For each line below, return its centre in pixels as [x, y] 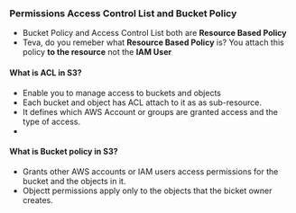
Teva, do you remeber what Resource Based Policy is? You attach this [153, 42]
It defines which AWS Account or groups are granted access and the [150, 111]
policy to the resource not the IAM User [97, 52]
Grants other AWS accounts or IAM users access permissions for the [150, 171]
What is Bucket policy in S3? [64, 152]
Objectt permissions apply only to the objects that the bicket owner [147, 191]
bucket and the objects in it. [74, 181]
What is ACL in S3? [46, 72]
